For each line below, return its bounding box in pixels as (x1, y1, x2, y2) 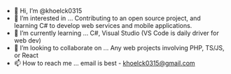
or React (13, 51, 38, 59)
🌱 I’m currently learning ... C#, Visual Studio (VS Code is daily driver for (13, 29, 219, 37)
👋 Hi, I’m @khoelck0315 (13, 7, 83, 15)
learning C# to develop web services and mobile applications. (13, 22, 192, 29)
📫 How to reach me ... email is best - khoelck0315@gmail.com (13, 59, 195, 67)
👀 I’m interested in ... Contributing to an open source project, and (13, 14, 201, 22)
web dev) (13, 36, 42, 45)
